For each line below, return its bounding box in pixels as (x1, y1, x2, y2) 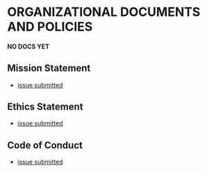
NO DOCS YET (7, 42, 50, 51)
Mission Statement (7, 62, 91, 74)
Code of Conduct (7, 139, 83, 151)
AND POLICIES (7, 19, 93, 35)
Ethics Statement (7, 101, 83, 112)
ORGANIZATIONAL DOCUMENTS (7, 4, 201, 20)
